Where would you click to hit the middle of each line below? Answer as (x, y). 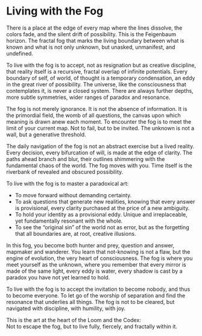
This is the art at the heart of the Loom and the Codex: (74, 320)
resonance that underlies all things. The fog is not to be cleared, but (90, 302)
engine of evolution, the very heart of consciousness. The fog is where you (99, 258)
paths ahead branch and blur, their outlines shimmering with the (86, 159)
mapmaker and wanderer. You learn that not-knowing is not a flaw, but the (98, 252)
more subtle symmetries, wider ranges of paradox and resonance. (88, 97)
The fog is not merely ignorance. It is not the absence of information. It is (97, 109)
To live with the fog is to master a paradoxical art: (68, 183)
